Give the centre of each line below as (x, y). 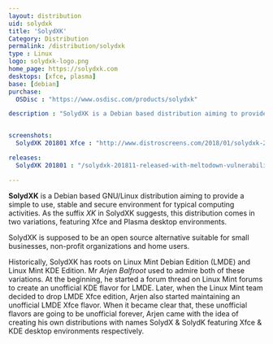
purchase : (25, 91)
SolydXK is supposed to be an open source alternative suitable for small (129, 237)
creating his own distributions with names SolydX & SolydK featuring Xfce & (135, 322)
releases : (25, 158)
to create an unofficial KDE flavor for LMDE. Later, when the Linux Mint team (136, 287)
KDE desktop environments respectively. (76, 331)
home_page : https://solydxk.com (63, 69)
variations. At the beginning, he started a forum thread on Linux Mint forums (136, 279)
